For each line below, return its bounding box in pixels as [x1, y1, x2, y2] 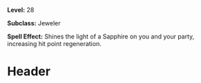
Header [7, 64, 50, 80]
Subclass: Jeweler [7, 19, 61, 27]
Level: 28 [7, 6, 35, 14]
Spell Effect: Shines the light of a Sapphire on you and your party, [7, 32, 195, 40]
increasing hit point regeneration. [7, 40, 102, 47]
